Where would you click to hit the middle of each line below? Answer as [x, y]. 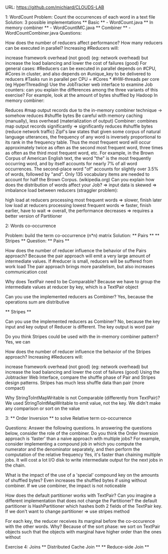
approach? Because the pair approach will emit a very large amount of [78, 256]
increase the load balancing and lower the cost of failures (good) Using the [82, 372]
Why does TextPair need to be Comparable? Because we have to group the [83, 282]
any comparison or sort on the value [43, 408]
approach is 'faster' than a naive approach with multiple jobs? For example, [83, 438]
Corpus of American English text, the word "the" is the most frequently [78, 158]
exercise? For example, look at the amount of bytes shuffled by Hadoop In [81, 95]
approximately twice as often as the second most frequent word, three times [84, 147]
